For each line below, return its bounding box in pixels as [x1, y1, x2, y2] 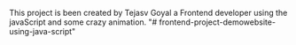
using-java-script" [9, 26, 76, 36]
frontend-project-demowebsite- [159, 17, 277, 27]
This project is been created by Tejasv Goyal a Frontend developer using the [9, 8, 288, 18]
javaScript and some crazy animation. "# [9, 17, 158, 27]
